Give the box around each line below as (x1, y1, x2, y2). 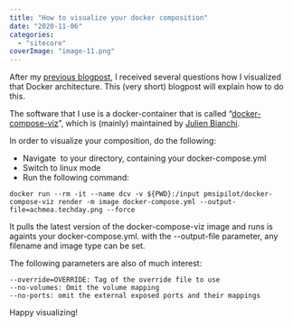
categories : (9, 30, 54, 39)
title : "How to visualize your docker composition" (9, 13, 208, 23)
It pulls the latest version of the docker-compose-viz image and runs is (9, 221, 274, 232)
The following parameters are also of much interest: (9, 258, 203, 269)
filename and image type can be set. (9, 240, 146, 251)
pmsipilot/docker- (203, 190, 273, 199)
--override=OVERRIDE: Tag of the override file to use (9, 276, 221, 285)
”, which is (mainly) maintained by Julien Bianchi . (58, 118, 241, 129)
